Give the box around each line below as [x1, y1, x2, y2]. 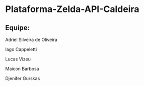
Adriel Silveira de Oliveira [5, 36, 58, 42]
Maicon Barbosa [5, 66, 39, 71]
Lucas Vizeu [5, 56, 31, 62]
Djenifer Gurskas [5, 75, 40, 81]
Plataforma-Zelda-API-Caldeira [5, 3, 139, 15]
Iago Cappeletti [5, 46, 37, 52]
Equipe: [5, 23, 30, 32]
